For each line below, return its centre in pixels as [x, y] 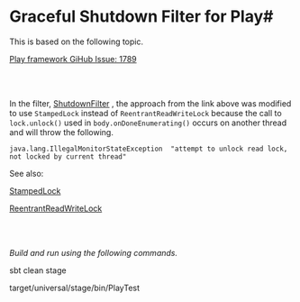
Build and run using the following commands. [94, 252]
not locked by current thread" [68, 156]
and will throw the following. [62, 132]
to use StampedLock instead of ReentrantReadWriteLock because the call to [145, 113]
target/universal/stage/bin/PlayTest [75, 288]
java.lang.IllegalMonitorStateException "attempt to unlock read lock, [149, 149]
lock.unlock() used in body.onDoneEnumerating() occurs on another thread [148, 123]
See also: [27, 173]
